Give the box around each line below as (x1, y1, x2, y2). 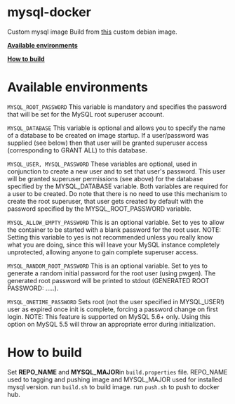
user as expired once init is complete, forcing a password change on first (7, 305, 218, 313)
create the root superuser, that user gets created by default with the (7, 197, 203, 205)
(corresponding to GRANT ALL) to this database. (7, 145, 147, 155)
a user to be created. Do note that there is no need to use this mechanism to (7, 189, 227, 197)
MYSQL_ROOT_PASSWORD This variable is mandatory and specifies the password (7, 103, 227, 111)
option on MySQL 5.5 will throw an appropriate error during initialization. (7, 320, 216, 328)
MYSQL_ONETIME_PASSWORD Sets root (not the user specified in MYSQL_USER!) (7, 297, 224, 306)
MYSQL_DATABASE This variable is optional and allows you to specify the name (7, 124, 226, 132)
